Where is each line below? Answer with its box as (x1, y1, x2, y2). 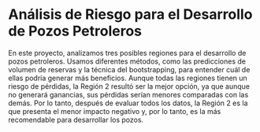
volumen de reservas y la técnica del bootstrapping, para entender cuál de (8, 64, 251, 74)
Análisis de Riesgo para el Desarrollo (8, 5, 253, 24)
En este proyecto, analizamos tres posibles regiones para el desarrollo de (8, 48, 247, 57)
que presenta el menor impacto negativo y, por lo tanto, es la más (8, 106, 221, 115)
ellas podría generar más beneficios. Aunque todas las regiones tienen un (8, 73, 248, 82)
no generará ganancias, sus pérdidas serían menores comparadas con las (8, 90, 249, 99)
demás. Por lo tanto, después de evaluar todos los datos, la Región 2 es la (8, 98, 248, 108)
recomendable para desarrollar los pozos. (8, 115, 144, 124)
